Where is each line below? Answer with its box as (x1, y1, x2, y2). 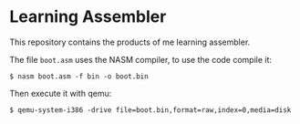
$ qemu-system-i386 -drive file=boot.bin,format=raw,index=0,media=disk (9, 105, 292, 115)
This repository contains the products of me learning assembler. (9, 36, 251, 47)
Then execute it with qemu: (9, 88, 112, 98)
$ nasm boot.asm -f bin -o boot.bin (9, 71, 149, 81)
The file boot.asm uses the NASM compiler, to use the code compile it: (9, 54, 272, 65)
